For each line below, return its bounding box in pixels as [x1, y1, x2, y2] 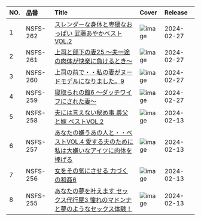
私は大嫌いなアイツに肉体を [54, 146, 133, 155]
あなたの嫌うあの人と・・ [54, 128, 127, 137]
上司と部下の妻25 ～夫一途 [54, 48, 130, 56]
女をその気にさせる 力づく [54, 167, 129, 175]
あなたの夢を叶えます [54, 187, 115, 195]
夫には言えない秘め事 [54, 109, 115, 116]
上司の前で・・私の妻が [54, 68, 121, 76]
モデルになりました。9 [60, 77, 124, 85]
